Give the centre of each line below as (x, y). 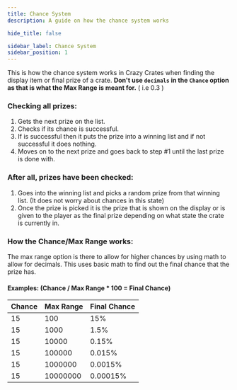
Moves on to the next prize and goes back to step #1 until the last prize (121, 151)
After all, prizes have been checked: (70, 178)
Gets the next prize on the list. (62, 122)
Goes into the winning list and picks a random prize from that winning (119, 193)
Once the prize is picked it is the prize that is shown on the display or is (121, 208)
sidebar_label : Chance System (52, 46)
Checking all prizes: (42, 106)
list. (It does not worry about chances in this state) (91, 200)
